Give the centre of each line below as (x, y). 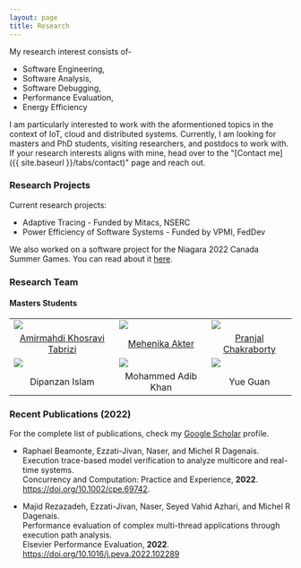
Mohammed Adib (161, 375)
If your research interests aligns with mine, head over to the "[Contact (138, 152)
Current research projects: (58, 205)
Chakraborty (249, 349)
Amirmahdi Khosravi (62, 338)
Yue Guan (249, 382)
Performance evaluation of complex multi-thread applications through (151, 526)
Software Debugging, (61, 88)
